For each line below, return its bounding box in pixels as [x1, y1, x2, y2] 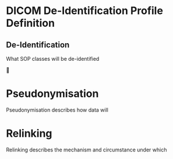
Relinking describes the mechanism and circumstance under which [6, 146, 167, 153]
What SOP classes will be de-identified [6, 56, 100, 62]
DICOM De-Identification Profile [6, 4, 163, 18]
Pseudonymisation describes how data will [6, 106, 109, 113]
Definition [6, 16, 55, 30]
